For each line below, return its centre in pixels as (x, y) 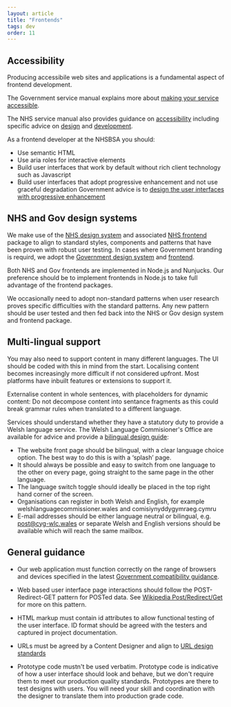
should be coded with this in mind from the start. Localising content (103, 366)
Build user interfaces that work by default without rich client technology (119, 168)
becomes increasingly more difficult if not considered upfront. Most (103, 373)
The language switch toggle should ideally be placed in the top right (113, 486)
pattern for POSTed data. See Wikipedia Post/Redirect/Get (140, 597)
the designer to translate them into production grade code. (100, 696)
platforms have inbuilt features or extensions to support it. (90, 381)
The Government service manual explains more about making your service (113, 98)
